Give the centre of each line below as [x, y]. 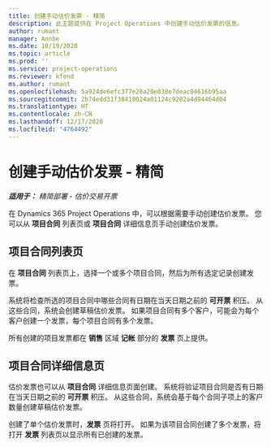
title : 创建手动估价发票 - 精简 [57, 16]
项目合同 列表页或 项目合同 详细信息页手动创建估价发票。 [127, 223]
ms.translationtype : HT [49, 106]
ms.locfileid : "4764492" [50, 129]
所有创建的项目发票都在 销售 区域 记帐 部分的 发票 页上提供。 [110, 337]
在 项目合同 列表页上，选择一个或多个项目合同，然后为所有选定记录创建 [128, 272]
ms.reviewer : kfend [41, 76]
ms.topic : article [39, 54]
